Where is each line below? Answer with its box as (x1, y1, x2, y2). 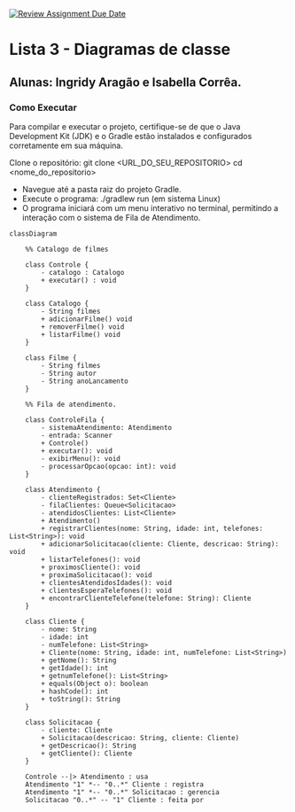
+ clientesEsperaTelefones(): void (41, 586, 173, 595)
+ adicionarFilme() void (41, 315, 133, 324)
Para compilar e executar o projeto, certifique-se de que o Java (9, 121, 241, 132)
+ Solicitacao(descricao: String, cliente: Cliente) (41, 733, 240, 742)
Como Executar (9, 101, 77, 113)
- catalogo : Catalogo (41, 268, 125, 277)
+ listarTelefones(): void (41, 555, 141, 564)
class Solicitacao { (25, 718, 101, 727)
